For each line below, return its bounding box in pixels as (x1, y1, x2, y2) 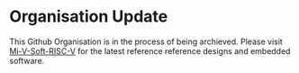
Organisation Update (9, 6, 168, 27)
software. (9, 55, 45, 66)
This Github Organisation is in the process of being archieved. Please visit (9, 36, 284, 47)
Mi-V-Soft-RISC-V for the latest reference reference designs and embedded (9, 45, 291, 56)
